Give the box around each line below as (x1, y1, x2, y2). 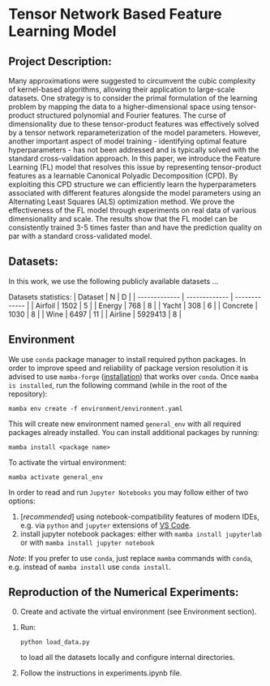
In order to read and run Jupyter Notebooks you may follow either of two (8, 487, 249, 497)
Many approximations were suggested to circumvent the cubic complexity (8, 76, 256, 85)
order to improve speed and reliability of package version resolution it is (8, 363, 249, 373)
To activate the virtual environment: (8, 457, 127, 467)
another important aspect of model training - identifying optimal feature (8, 136, 247, 146)
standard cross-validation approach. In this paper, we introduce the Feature (8, 153, 261, 163)
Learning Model (8, 22, 117, 41)
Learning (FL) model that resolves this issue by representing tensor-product (8, 162, 262, 171)
